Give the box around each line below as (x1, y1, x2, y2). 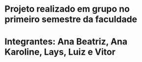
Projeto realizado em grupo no (4, 3, 130, 15)
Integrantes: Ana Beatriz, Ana (4, 36, 128, 47)
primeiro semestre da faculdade (4, 14, 138, 25)
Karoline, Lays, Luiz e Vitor (4, 46, 116, 58)
